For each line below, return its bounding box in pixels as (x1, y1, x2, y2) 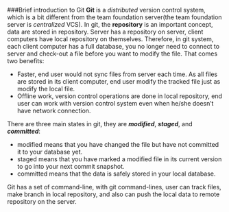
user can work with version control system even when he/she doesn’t (16, 99, 214, 107)
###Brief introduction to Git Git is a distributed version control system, (7, 6, 206, 14)
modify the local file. (16, 85, 75, 93)
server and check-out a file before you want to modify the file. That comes (7, 49, 218, 58)
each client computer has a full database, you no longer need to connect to (7, 43, 220, 50)
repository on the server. (7, 198, 77, 205)
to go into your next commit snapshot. (16, 163, 125, 170)
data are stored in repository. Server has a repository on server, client (7, 27, 204, 36)
